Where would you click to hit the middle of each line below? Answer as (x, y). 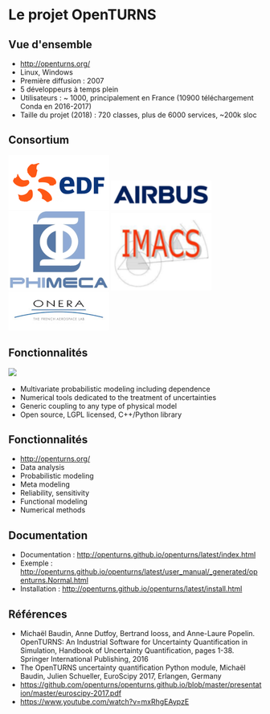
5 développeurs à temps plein (69, 89)
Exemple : (37, 563)
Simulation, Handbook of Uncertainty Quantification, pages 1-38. (127, 651)
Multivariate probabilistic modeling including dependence (115, 389)
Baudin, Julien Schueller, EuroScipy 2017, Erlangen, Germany (121, 676)
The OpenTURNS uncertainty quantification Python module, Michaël (133, 667)
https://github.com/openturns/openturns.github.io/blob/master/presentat (141, 685)
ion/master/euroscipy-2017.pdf (71, 693)
